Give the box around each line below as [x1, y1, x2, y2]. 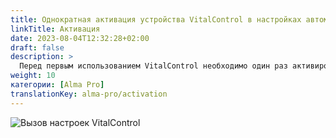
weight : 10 [10, 71, 56, 81]
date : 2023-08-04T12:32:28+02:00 [10, 33, 150, 43]
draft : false [10, 42, 65, 53]
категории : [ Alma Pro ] [10, 80, 105, 90]
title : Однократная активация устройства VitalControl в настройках [10, 14, 302, 25]
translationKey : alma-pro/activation [10, 89, 168, 99]
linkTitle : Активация [10, 24, 101, 34]
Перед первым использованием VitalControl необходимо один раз [19, 61, 288, 71]
